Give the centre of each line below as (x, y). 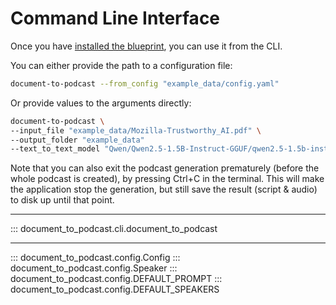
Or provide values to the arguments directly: (101, 103)
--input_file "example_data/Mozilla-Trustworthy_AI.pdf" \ (136, 130)
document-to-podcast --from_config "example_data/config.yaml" (145, 83)
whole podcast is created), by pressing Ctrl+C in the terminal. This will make (167, 179)
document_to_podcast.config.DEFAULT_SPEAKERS (115, 289)
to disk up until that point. (62, 200)
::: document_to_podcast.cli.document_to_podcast (114, 229)
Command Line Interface (115, 18)
